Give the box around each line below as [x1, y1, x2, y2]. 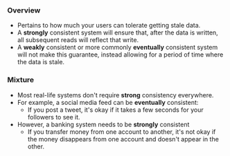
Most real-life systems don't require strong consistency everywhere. [17, 90, 214, 99]
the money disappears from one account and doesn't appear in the [27, 135, 220, 143]
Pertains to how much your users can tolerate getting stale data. [17, 21, 201, 30]
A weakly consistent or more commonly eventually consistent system [17, 43, 218, 52]
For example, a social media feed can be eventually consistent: [17, 98, 199, 106]
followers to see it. [27, 113, 81, 121]
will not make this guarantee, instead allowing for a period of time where [17, 50, 224, 59]
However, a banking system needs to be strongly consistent [17, 120, 190, 128]
